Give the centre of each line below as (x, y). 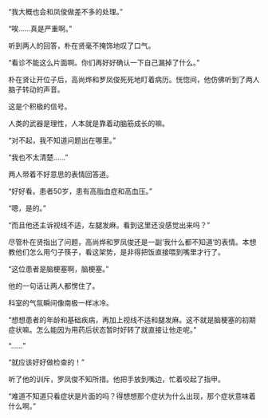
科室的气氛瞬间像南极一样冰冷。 (61, 303)
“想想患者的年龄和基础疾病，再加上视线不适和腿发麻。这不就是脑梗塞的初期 (132, 320)
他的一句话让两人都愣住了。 (54, 286)
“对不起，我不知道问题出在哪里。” (62, 140)
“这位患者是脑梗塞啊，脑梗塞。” (59, 269)
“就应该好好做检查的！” (47, 362)
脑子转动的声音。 (36, 89)
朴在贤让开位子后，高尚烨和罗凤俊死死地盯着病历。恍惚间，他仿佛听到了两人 (134, 79)
